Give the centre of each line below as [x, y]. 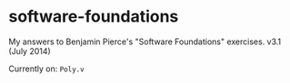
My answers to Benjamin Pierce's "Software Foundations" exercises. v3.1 [145, 41]
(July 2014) [30, 51]
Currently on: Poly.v [46, 69]
